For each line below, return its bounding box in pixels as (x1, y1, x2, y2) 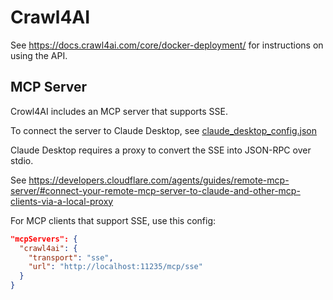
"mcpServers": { (10, 234, 78, 244)
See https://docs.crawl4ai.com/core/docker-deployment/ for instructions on (10, 39, 324, 51)
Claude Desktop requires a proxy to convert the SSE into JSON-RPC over (10, 144, 312, 156)
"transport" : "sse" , (28, 252, 114, 263)
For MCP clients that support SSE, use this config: (10, 214, 217, 226)
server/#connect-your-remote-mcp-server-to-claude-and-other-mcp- (10, 184, 301, 196)
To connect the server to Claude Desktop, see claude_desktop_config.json (10, 124, 317, 136)
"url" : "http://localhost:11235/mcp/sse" (28, 262, 203, 272)
